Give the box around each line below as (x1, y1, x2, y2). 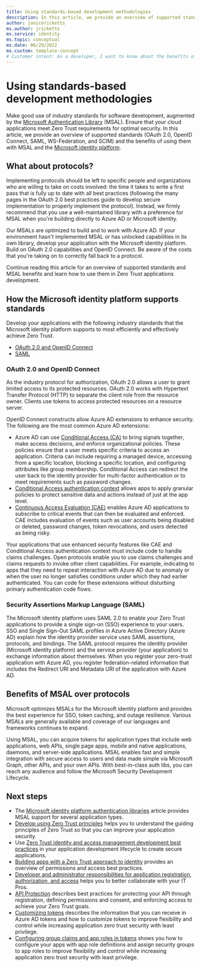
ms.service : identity (6, 31, 60, 37)
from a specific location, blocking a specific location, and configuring (14, 460, 186, 467)
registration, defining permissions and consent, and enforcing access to (14, 896, 193, 903)
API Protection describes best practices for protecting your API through (14, 890, 191, 897)
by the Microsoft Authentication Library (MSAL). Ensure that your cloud (6, 118, 181, 125)
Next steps (6, 791, 48, 801)
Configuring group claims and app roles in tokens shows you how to (14, 935, 183, 942)
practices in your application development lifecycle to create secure (14, 845, 182, 852)
